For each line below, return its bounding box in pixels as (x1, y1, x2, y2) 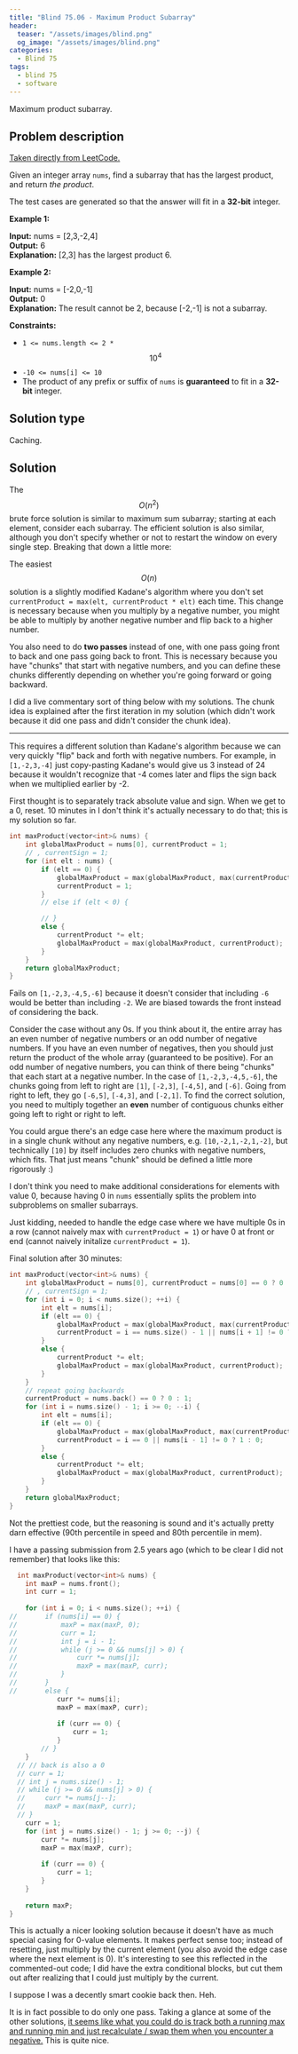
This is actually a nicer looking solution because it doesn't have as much (9, 1925, 274, 1936)
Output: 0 (9, 294, 46, 305)
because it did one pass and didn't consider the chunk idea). (9, 716, 231, 726)
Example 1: (9, 214, 51, 225)
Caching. (9, 434, 43, 445)
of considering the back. (9, 1007, 99, 1018)
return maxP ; (25, 1901, 74, 1910)
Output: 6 (9, 241, 46, 251)
